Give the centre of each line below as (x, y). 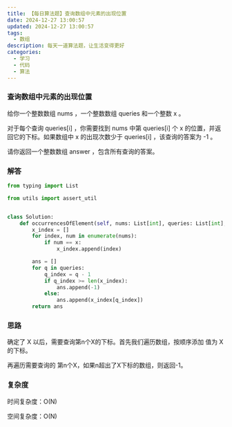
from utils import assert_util (52, 198)
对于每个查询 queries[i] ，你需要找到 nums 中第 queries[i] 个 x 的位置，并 (111, 128)
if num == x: (62, 243)
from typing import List (43, 186)
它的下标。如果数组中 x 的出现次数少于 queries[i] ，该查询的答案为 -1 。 (115, 136)
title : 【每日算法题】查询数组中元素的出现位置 (67, 13)
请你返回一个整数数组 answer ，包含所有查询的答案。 (83, 151)
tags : (15, 33)
